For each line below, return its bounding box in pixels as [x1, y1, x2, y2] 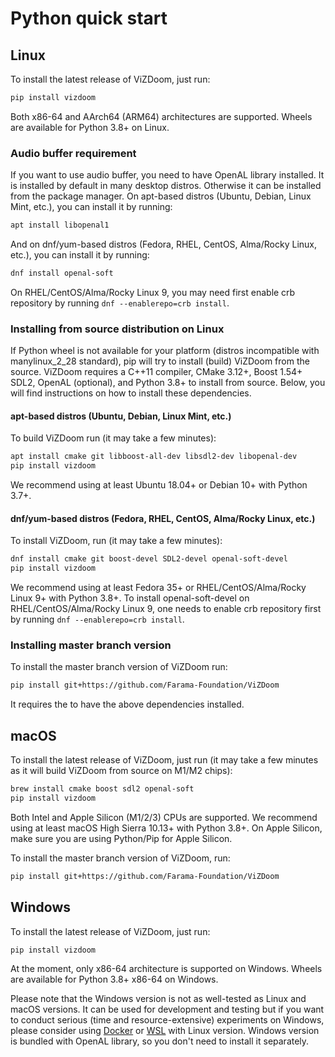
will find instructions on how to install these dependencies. [10, 387, 252, 399]
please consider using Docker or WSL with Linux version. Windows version [10, 1025, 320, 1037]
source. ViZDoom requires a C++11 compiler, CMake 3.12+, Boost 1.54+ [10, 366, 303, 378]
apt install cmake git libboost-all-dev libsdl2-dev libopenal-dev [10, 452, 298, 462]
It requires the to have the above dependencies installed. [10, 698, 245, 711]
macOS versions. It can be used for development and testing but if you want [10, 1003, 325, 1016]
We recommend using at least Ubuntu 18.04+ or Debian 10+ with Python [10, 479, 308, 491]
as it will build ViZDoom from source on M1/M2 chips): [10, 765, 233, 777]
